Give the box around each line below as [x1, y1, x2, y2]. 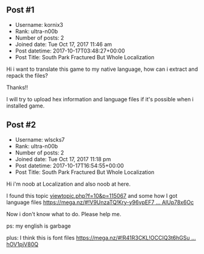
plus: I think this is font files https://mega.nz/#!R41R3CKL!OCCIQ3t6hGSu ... [6, 234, 196, 241]
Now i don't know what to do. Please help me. [6, 210, 122, 217]
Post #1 [6, 5, 35, 15]
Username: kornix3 [15, 21, 63, 28]
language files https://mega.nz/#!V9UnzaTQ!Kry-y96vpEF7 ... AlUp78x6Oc [6, 198, 194, 206]
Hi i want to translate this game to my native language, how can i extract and [6, 65, 198, 73]
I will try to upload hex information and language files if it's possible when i [6, 95, 194, 103]
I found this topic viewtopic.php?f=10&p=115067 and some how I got [6, 192, 178, 199]
